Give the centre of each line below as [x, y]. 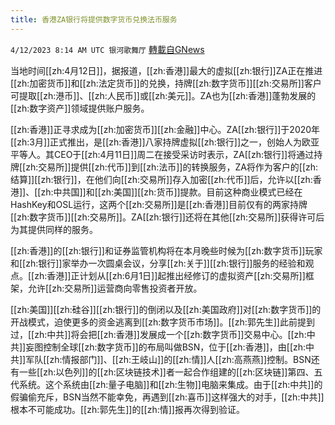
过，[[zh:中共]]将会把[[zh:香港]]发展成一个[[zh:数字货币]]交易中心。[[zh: [158, 334]
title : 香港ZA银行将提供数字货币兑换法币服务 [94, 19]
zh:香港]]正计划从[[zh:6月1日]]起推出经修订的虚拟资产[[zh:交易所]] [170, 275]
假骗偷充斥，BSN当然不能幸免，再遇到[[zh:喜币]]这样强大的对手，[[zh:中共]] [167, 397]
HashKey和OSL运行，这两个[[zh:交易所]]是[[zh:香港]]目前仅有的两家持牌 [159, 204]
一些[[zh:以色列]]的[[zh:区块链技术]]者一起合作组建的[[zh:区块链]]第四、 [166, 372]
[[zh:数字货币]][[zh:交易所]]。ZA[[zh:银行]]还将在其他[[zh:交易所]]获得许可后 [167, 217]
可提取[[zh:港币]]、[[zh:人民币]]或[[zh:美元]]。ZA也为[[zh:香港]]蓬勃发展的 [163, 95]
